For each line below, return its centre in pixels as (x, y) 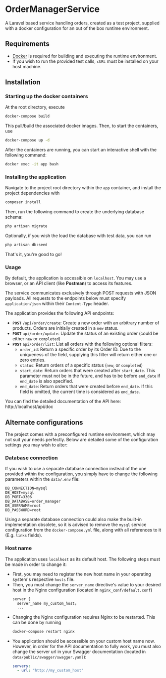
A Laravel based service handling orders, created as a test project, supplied (83, 23)
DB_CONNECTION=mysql (27, 488)
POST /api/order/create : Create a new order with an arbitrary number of (86, 323)
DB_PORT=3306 (19, 497)
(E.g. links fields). (24, 535)
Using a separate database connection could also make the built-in (74, 520)
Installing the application (35, 177)
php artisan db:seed (27, 245)
